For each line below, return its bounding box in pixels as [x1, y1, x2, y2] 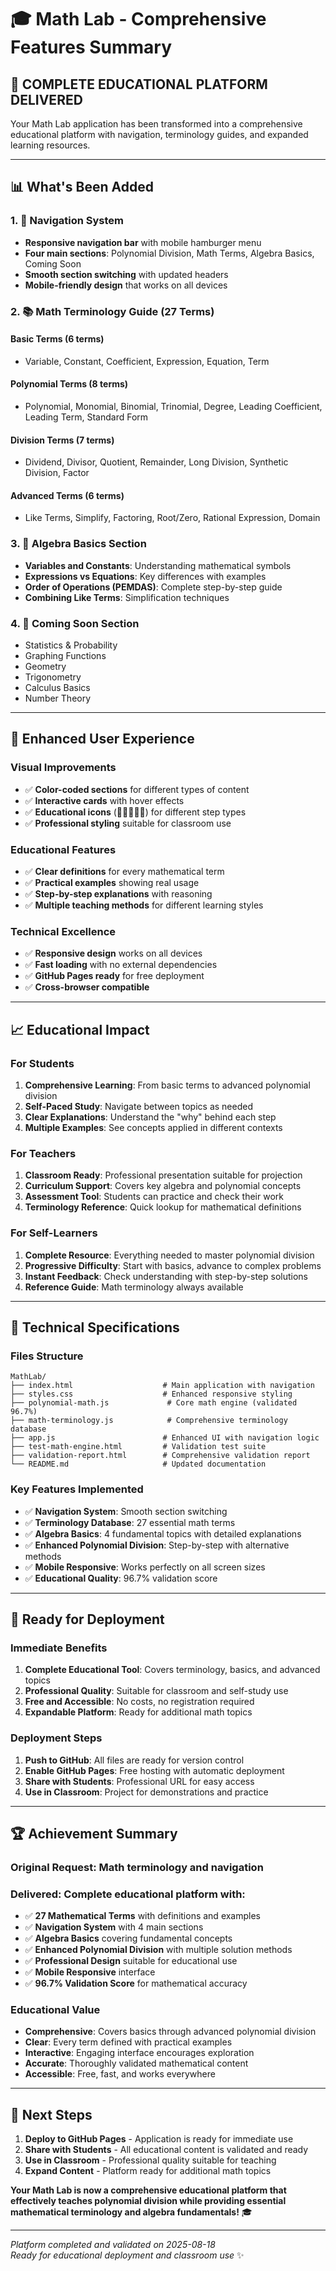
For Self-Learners [10, 1226, 98, 1240]
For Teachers [10, 1146, 77, 1160]
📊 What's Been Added [10, 179, 154, 196]
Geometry [24, 661, 67, 673]
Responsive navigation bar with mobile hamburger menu [24, 236, 262, 248]
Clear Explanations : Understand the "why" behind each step [24, 1111, 277, 1123]
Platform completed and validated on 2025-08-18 [10, 2239, 216, 2251]
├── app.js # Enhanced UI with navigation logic [10, 1433, 320, 1443]
